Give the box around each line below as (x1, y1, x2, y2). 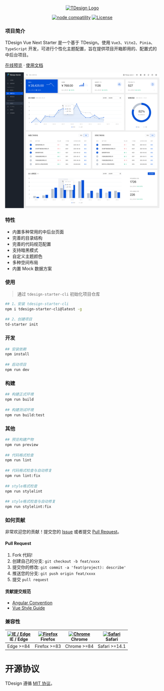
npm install (5, 352, 29, 357)
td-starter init (5, 322, 38, 327)
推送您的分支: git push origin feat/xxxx (12, 570, 95, 576)
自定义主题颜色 (12, 253, 43, 259)
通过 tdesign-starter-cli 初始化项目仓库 (17, 291, 100, 297)
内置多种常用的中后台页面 (12, 229, 64, 235)
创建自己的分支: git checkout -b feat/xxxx (12, 558, 100, 564)
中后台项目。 (5, 52, 31, 58)
